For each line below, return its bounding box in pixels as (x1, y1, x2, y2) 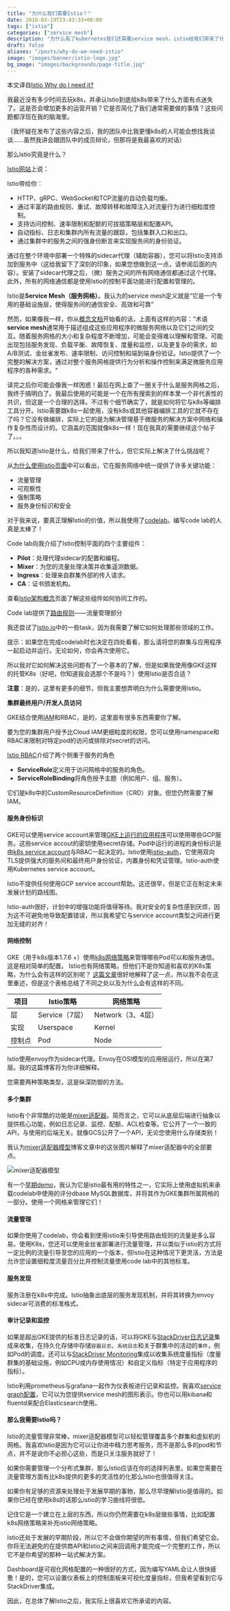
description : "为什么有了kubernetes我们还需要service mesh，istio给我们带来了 (7, 36, 220, 43)
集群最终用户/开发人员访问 (7, 699, 82, 707)
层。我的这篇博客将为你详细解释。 (7, 1063, 103, 1071)
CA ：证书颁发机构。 (16, 579, 75, 588)
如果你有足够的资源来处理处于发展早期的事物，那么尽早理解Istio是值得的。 (7, 1487, 217, 1495)
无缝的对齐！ (12, 919, 49, 928)
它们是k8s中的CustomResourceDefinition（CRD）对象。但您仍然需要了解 (7, 788, 214, 797)
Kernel (94, 1023, 115, 1032)
